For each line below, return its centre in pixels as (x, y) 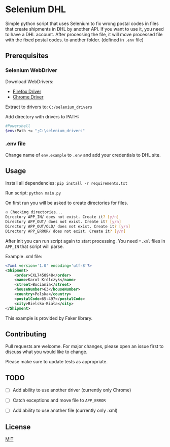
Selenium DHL (36, 9)
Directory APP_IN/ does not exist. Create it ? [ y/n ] (62, 217)
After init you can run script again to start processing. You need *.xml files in (85, 241)
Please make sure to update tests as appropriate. (57, 362)
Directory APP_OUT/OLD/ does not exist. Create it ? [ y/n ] (68, 227)
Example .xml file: (24, 256)
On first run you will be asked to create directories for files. (67, 203)
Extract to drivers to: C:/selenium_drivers (49, 107)
